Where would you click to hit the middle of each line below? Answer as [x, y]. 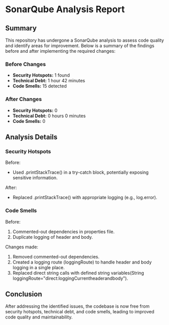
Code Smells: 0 [29, 121]
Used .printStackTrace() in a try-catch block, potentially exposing [80, 172]
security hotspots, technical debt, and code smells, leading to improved [80, 312]
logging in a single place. [38, 267]
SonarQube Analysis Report [65, 9]
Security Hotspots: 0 [35, 110]
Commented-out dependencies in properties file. [64, 232]
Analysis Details [31, 137]
